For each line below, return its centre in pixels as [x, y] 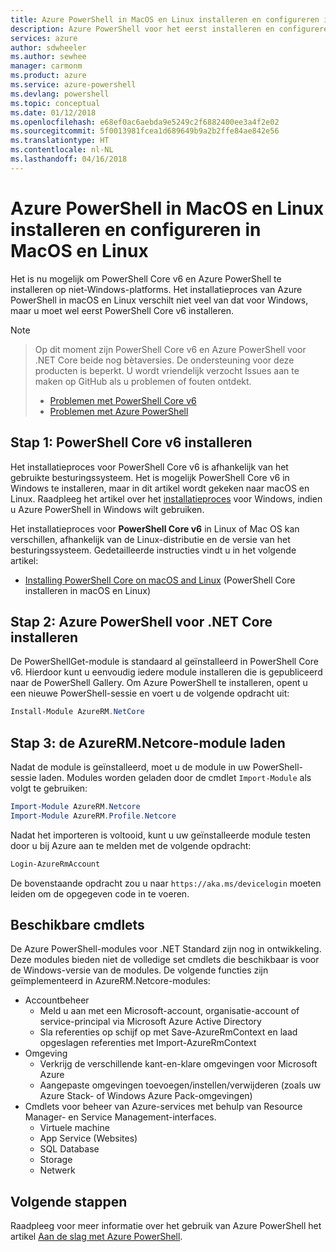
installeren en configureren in [136, 229]
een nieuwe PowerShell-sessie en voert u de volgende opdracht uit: [150, 693]
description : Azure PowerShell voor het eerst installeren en [142, 29]
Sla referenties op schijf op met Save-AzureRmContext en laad [168, 1032]
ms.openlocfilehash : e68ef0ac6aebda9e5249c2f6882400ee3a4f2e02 [145, 122]
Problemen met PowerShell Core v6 [123, 400]
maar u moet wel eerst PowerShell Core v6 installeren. [122, 310]
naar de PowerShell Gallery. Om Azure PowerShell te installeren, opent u [159, 683]
